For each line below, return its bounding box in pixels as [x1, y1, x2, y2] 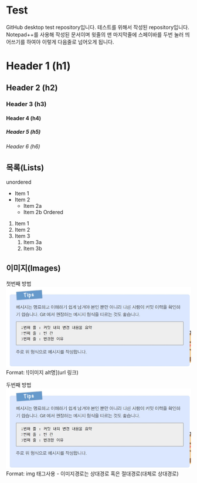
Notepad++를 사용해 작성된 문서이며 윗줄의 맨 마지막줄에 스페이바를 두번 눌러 [6, 31, 184, 38]
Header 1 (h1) [6, 59, 71, 73]
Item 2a [23, 202, 42, 210]
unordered [6, 178, 32, 185]
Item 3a [23, 239, 42, 246]
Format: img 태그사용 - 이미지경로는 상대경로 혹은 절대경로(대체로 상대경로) [6, 470, 179, 477]
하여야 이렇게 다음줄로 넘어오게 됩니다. [26, 38, 114, 45]
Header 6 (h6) [6, 143, 40, 150]
